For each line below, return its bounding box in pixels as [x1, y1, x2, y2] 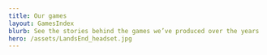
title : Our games [8, 11, 67, 20]
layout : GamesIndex [8, 19, 75, 27]
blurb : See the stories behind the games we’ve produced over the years [8, 27, 260, 35]
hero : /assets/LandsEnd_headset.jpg [8, 34, 132, 43]
